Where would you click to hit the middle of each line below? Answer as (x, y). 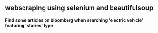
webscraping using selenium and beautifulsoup (79, 8)
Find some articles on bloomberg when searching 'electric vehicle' (74, 20)
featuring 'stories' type (29, 25)
